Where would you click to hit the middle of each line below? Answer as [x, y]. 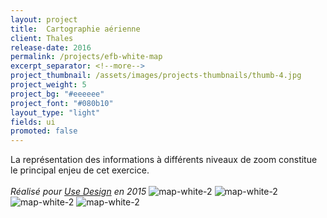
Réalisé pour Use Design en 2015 [78, 192]
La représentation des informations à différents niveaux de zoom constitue [164, 160]
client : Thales [42, 38]
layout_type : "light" [55, 112]
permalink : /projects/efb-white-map [86, 57]
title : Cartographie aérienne [75, 29]
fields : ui [33, 122]
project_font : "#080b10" [62, 103]
